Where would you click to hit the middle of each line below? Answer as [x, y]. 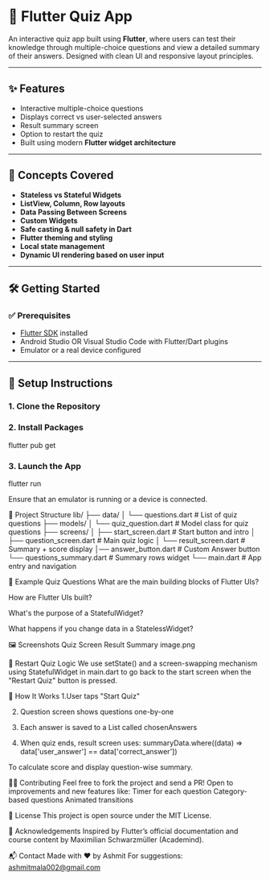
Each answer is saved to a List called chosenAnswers [108, 728]
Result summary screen [59, 125]
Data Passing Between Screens [73, 212]
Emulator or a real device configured [80, 351]
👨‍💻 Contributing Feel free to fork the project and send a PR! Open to [121, 783]
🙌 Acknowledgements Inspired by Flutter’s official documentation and [123, 831]
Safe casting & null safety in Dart [76, 229]
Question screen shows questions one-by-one [97, 712]
